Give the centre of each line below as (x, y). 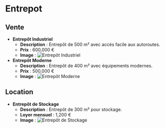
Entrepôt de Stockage (36, 104)
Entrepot (24, 9)
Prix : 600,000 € (37, 50)
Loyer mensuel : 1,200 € (46, 114)
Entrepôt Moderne (32, 60)
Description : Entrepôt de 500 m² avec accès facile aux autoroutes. (90, 44)
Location (19, 92)
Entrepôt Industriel (32, 39)
